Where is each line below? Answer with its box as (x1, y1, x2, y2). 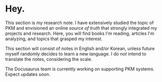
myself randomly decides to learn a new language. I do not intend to (5, 51, 147, 57)
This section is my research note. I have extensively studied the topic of (5, 20, 154, 26)
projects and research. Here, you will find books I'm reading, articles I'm (5, 30, 154, 36)
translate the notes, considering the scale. (5, 56, 93, 62)
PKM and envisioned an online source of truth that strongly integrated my (5, 25, 157, 31)
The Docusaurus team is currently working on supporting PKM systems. (5, 66, 155, 72)
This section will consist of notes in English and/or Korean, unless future (5, 45, 155, 51)
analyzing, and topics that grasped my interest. (5, 36, 103, 42)
